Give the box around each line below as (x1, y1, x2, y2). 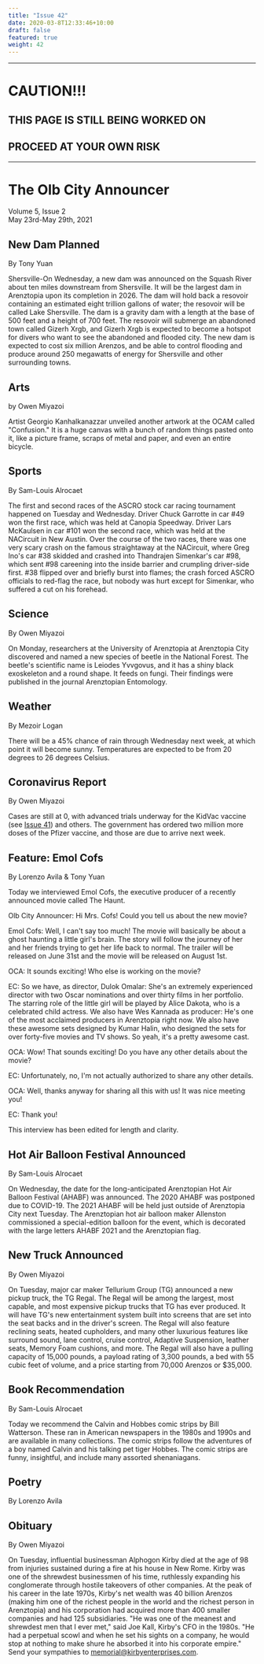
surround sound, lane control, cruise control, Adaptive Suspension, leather (8, 1335, 249, 1344)
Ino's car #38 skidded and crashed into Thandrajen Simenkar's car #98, (8, 550, 241, 560)
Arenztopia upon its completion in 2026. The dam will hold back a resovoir (8, 291, 249, 300)
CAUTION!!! (8, 82, 86, 100)
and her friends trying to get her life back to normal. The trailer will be (8, 943, 234, 953)
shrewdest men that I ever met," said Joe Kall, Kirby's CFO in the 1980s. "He (8, 1622, 255, 1632)
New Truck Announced (8, 1249, 123, 1262)
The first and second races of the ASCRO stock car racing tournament (8, 501, 236, 510)
